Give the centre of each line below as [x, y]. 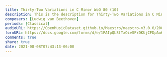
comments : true [21, 38]
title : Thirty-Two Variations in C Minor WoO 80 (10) [62, 10]
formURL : [14, 33]
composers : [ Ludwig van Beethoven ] [42, 19]
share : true [17, 42]
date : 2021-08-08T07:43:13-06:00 [40, 47]
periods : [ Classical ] [28, 24]
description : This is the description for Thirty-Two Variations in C [80, 14]
